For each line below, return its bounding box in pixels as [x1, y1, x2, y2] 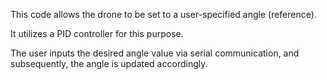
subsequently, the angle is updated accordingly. [10, 58, 208, 69]
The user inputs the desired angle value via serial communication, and [10, 47, 300, 59]
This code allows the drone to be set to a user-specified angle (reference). [10, 9, 317, 20]
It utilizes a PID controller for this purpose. [10, 28, 184, 39]
